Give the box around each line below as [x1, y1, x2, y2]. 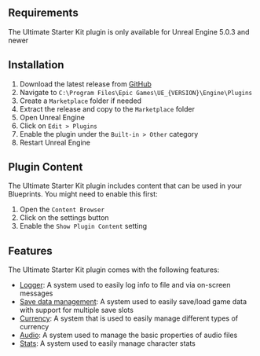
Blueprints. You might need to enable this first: [8, 189, 159, 199]
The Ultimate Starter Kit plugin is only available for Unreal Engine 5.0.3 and [8, 27, 250, 36]
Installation [8, 58, 64, 72]
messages [19, 288, 53, 298]
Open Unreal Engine [19, 112, 85, 122]
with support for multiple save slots [19, 306, 134, 315]
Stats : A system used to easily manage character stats [19, 339, 196, 348]
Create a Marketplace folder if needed [19, 96, 142, 105]
